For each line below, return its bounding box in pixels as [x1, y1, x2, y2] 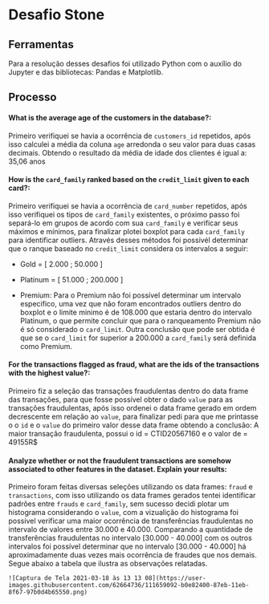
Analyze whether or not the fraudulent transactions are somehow [8, 456, 231, 465]
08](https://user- [145, 574, 206, 582]
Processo [8, 91, 57, 104]
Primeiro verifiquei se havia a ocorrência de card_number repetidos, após [8, 201, 247, 210]
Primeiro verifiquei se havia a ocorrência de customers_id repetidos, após [8, 131, 251, 140]
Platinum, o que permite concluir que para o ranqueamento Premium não [19, 315, 261, 326]
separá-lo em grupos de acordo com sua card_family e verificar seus [8, 218, 238, 228]
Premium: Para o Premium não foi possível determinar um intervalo [19, 290, 242, 300]
